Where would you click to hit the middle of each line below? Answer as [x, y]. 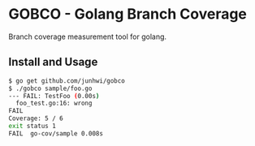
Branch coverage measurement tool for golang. [88, 36]
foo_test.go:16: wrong [54, 103]
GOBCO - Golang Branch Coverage [128, 14]
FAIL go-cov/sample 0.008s [56, 133]
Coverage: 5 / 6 [36, 118]
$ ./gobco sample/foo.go [50, 88]
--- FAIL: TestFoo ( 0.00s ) [54, 96]
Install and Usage [53, 62]
